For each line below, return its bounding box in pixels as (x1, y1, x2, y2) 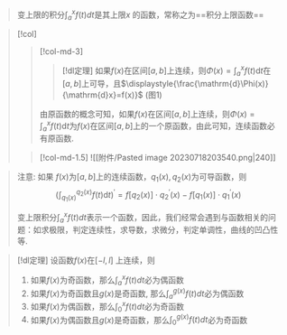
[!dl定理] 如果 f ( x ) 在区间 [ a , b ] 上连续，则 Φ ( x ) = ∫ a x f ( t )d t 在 (61, 63, 272, 78)
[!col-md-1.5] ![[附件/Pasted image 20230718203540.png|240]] (39, 153, 276, 163)
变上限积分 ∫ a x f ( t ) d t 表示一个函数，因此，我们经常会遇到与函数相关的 (16, 209, 268, 225)
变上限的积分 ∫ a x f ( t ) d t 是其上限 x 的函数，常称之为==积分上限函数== (16, 8, 264, 22)
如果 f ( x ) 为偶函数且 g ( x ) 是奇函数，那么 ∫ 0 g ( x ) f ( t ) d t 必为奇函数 (30, 312, 248, 328)
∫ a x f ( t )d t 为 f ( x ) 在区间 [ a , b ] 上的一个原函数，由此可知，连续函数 (39, 118, 268, 134)
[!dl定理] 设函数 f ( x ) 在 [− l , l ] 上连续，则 (16, 255, 155, 265)
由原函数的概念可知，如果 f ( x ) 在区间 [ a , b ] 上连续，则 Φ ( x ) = (39, 108, 255, 119)
